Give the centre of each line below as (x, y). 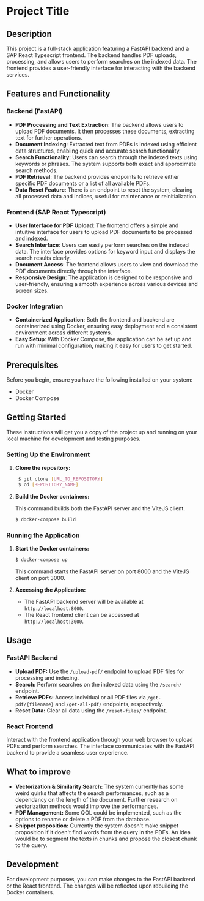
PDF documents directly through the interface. (74, 271)
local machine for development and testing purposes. (74, 439)
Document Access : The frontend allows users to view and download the (107, 264)
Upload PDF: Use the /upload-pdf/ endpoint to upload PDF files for (100, 671)
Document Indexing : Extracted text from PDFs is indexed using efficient (106, 144)
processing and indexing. (47, 677)
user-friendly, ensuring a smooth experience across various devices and (107, 284)
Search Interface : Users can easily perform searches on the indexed (102, 245)
